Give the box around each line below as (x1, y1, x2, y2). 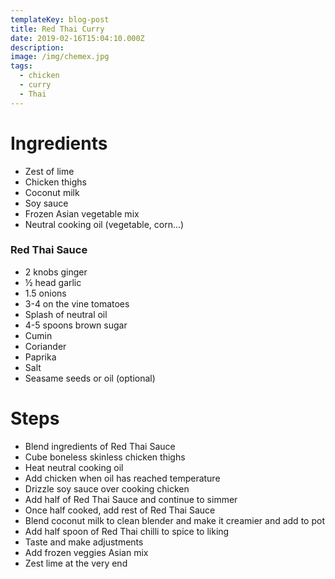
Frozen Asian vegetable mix (24, 207, 140, 220)
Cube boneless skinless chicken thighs (24, 451, 186, 463)
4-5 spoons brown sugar (24, 319, 128, 331)
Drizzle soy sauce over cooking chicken (24, 482, 190, 495)
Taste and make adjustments (24, 536, 144, 548)
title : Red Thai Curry (10, 24, 105, 34)
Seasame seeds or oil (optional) (24, 372, 156, 384)
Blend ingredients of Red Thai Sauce (24, 440, 176, 452)
